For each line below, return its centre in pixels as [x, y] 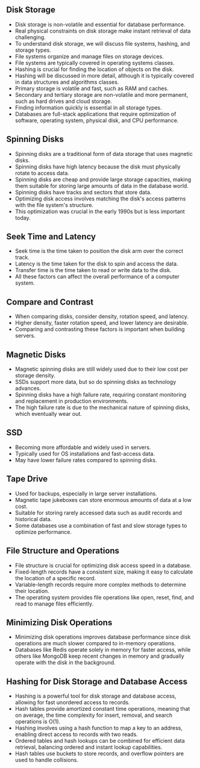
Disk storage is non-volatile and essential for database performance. [100, 24]
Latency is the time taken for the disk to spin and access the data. [97, 264]
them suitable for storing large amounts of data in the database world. [102, 185]
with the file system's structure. [54, 205]
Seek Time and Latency [51, 237]
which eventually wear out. [48, 414]
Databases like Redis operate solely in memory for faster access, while [103, 650]
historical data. [33, 519]
